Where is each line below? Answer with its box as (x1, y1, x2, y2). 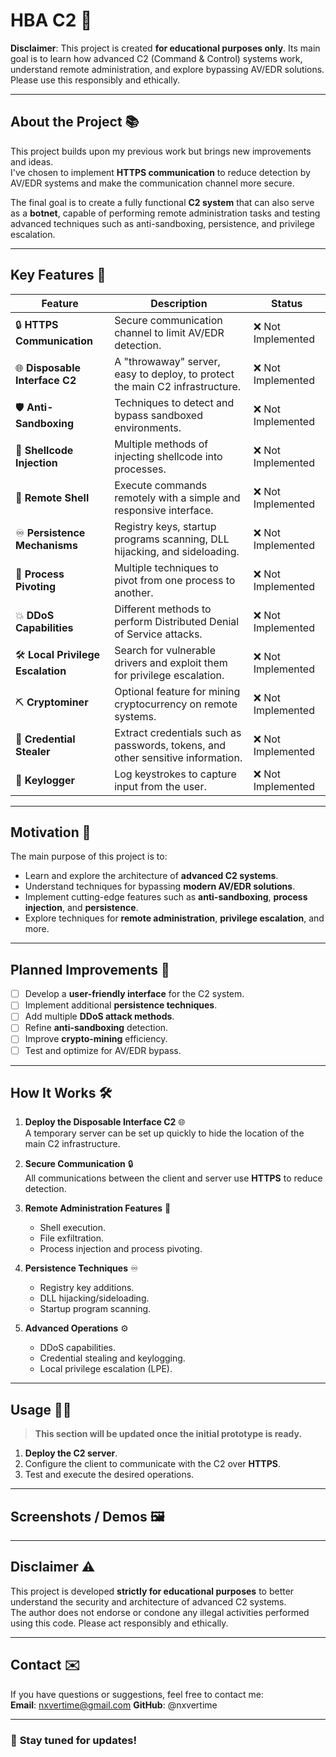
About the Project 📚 (10, 114, 140, 131)
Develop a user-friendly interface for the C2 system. (24, 988, 245, 1000)
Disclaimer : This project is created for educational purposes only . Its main (10, 42, 321, 54)
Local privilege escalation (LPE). (39, 1363, 173, 1375)
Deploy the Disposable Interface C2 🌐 (24, 1116, 186, 1128)
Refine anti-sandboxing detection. (24, 1022, 169, 1034)
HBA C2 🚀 (10, 9, 93, 32)
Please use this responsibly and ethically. (10, 74, 180, 86)
